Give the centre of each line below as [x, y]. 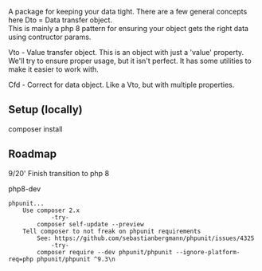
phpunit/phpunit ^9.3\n [76, 259]
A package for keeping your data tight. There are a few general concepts [128, 12]
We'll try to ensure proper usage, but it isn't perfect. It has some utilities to [130, 61]
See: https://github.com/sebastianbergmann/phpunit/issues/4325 [146, 238]
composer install [35, 129]
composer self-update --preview [91, 224]
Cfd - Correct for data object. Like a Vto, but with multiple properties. [121, 84]
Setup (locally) [46, 110]
